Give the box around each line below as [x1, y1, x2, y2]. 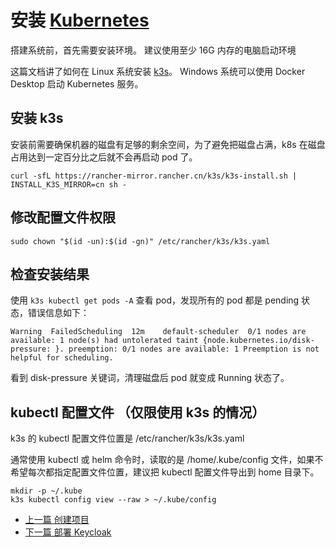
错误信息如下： [27, 307, 90, 319]
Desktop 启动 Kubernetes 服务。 [10, 77, 144, 90]
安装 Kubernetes [10, 9, 150, 32]
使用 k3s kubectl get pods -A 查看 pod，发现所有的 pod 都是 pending [10, 294, 300, 306]
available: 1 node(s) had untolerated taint [10, 336, 199, 346]
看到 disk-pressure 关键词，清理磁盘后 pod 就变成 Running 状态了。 [10, 372, 290, 384]
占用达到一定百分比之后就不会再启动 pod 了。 [10, 151, 198, 163]
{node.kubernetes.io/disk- [202, 336, 315, 346]
